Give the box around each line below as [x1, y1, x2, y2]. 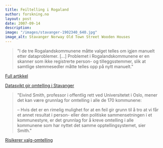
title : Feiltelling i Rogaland [5, 7, 69, 12]
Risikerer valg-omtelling [5, 137, 53, 143]
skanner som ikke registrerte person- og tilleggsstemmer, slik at [17, 58, 146, 64]
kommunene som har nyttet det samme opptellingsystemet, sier [17, 122, 146, 128]
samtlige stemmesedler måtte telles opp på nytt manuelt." [17, 63, 134, 69]
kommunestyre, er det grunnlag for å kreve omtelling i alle [17, 117, 134, 123]
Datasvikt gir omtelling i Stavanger [5, 82, 74, 88]
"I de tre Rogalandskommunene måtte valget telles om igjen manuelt [17, 48, 155, 54]
